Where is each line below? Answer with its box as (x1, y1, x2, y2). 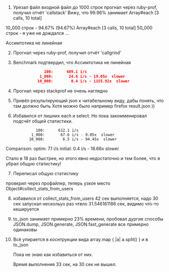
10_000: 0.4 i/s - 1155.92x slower (37, 78, 130, 84)
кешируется (13, 206, 39, 212)
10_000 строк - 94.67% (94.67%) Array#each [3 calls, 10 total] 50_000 (6, 25, 153, 31)
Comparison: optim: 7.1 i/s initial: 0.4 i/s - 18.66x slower (6, 145, 119, 151)
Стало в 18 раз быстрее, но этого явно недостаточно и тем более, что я (6, 155, 160, 161)
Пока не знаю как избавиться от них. (13, 251, 93, 257)
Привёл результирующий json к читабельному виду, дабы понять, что (13, 97, 164, 103)
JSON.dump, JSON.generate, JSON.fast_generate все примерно (13, 221, 149, 227)
